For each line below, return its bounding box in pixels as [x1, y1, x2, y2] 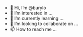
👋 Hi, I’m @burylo [10, 5, 46, 10]
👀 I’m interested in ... [10, 10, 53, 16]
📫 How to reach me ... [10, 26, 57, 32]
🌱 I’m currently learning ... [10, 15, 64, 21]
